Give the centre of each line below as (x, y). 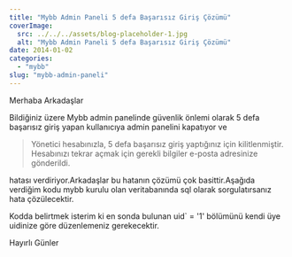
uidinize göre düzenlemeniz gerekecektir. (84, 225)
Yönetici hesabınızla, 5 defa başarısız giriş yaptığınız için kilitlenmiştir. (157, 144)
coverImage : (31, 26)
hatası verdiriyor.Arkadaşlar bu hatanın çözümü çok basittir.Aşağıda (132, 180)
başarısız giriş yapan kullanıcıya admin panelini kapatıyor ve (118, 127)
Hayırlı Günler (34, 242)
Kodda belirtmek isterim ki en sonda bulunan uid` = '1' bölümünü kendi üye (145, 216)
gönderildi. (50, 163)
